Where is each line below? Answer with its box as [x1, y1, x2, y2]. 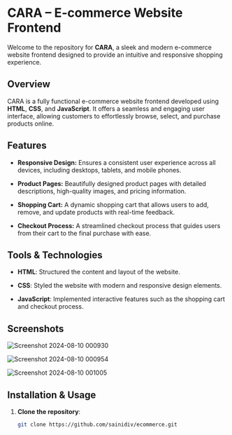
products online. [7, 119, 55, 128]
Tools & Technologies [7, 249, 103, 261]
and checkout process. [17, 302, 84, 311]
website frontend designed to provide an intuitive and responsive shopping [7, 51, 224, 59]
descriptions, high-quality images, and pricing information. [17, 187, 187, 195]
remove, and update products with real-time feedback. [17, 208, 175, 216]
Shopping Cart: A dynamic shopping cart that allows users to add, [17, 200, 210, 208]
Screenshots [7, 323, 64, 335]
